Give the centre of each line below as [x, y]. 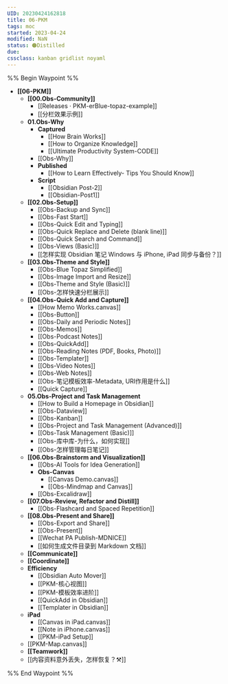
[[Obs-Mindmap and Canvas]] [90, 487]
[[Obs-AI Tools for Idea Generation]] [89, 464]
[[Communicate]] [53, 553]
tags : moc [21, 26]
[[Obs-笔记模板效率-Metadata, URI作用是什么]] [104, 381]
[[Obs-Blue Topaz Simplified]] [80, 269]
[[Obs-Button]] [59, 314]
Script [47, 180]
